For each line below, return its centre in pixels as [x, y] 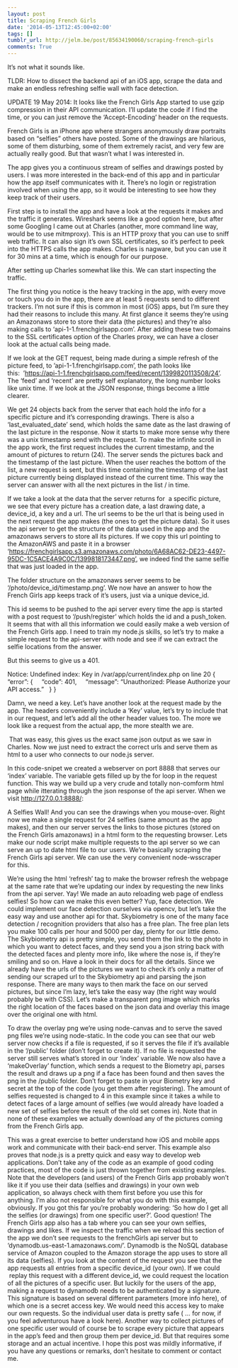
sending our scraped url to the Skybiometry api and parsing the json [107, 977]
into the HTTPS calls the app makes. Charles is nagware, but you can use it [117, 249]
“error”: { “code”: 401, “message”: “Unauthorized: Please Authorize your [119, 682]
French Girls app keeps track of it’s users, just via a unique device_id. [108, 595]
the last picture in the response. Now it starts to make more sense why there [119, 432]
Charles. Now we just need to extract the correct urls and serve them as [113, 747]
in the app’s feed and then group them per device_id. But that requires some [118, 1336]
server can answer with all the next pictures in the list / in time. [98, 485]
